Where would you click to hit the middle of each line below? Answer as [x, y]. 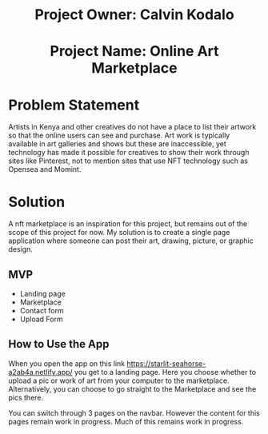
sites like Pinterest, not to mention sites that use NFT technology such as [128, 161]
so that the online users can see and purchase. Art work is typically [119, 135]
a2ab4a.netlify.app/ [41, 372]
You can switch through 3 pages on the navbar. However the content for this [134, 412]
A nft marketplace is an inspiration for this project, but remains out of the [128, 224]
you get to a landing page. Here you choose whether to [166, 372]
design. [21, 249]
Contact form [42, 311]
